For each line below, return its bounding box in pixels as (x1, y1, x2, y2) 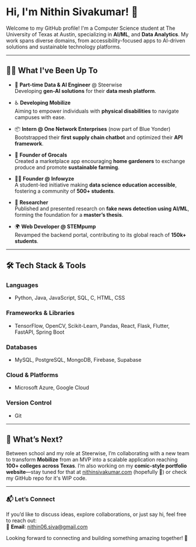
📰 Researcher (14, 199, 48, 206)
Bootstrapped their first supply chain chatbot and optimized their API (14, 134, 183, 141)
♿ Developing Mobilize (14, 99, 71, 106)
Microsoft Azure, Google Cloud (14, 384, 89, 391)
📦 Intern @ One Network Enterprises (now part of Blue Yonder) (14, 125, 171, 132)
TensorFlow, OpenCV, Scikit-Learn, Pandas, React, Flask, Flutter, (14, 322, 170, 329)
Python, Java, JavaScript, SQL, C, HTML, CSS (14, 295, 125, 302)
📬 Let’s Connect (6, 495, 55, 503)
